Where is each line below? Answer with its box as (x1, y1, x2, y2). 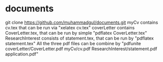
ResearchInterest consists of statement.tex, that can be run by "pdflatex (5, 35, 154, 41)
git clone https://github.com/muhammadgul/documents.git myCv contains (5, 19, 158, 25)
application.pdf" (5, 51, 39, 57)
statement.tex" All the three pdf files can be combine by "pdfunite (5, 40, 141, 46)
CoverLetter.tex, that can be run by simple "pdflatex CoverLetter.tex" (5, 30, 147, 36)
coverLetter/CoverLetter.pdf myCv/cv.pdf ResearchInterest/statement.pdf (5, 46, 157, 52)
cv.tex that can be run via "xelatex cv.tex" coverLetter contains (5, 24, 135, 30)
